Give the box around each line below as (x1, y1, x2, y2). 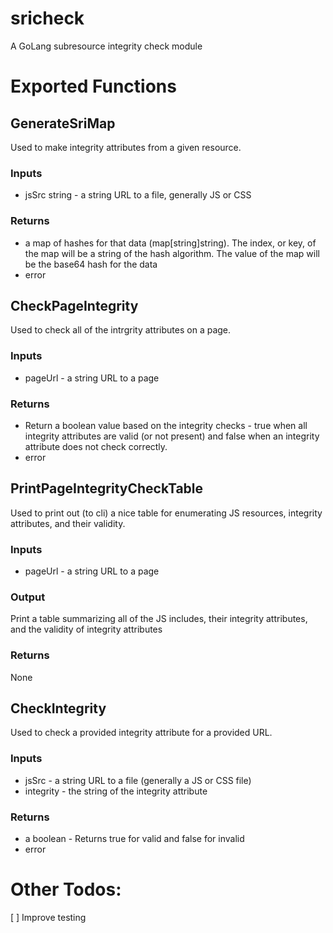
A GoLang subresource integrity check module (10, 40, 203, 52)
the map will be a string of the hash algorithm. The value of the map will (24, 247, 320, 259)
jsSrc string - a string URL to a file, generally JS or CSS (24, 189, 252, 201)
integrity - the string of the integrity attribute (24, 785, 208, 797)
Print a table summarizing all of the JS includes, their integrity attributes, (10, 613, 308, 625)
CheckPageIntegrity (10, 297, 139, 314)
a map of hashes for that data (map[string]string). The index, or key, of (24, 237, 317, 249)
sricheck (10, 7, 85, 30)
